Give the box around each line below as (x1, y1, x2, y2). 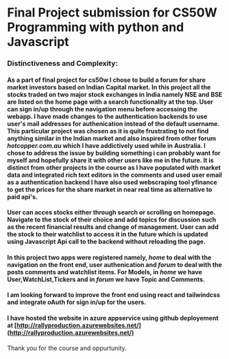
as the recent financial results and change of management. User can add (7, 223, 219, 231)
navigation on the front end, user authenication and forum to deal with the (7, 260, 223, 269)
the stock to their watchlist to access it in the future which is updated (7, 230, 208, 239)
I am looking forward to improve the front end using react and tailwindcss (7, 291, 221, 299)
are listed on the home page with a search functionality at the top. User (7, 98, 214, 106)
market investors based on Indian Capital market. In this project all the (7, 83, 211, 91)
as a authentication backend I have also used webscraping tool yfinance (7, 177, 217, 186)
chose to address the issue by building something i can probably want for (7, 149, 221, 157)
